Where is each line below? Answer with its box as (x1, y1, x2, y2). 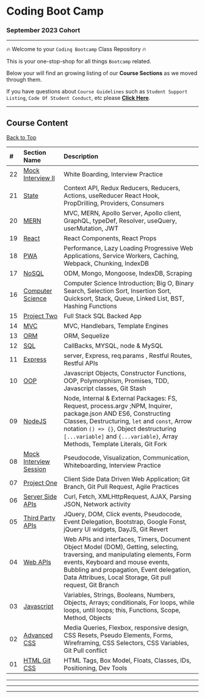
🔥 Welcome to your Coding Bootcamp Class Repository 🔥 (6, 46, 146, 53)
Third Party (23, 514, 56, 522)
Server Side (23, 493, 57, 501)
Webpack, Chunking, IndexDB (63, 259, 149, 268)
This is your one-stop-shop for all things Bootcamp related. (6, 58, 151, 65)
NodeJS (23, 417, 47, 426)
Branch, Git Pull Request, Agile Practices (63, 483, 179, 491)
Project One (23, 479, 58, 487)
